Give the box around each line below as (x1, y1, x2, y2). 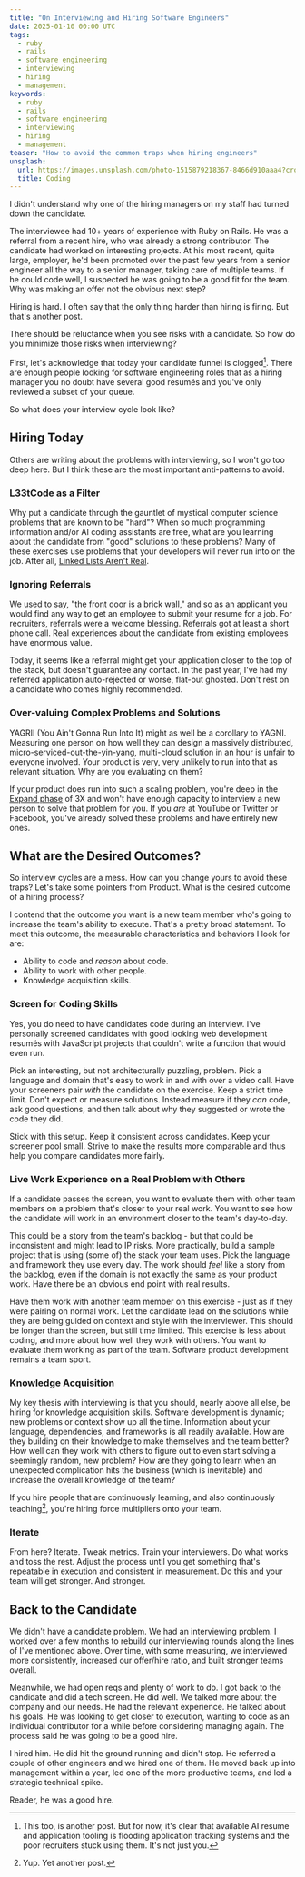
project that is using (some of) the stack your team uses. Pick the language (9, 1250, 290, 1260)
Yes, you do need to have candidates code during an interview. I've (9, 1018, 261, 1029)
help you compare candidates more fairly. (9, 1150, 165, 1161)
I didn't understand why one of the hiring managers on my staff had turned (9, 199, 290, 210)
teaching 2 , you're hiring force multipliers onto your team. (9, 1502, 222, 1514)
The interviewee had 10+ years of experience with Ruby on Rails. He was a (9, 226, 289, 237)
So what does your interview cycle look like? (9, 403, 175, 414)
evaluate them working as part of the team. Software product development (9, 1345, 289, 1356)
